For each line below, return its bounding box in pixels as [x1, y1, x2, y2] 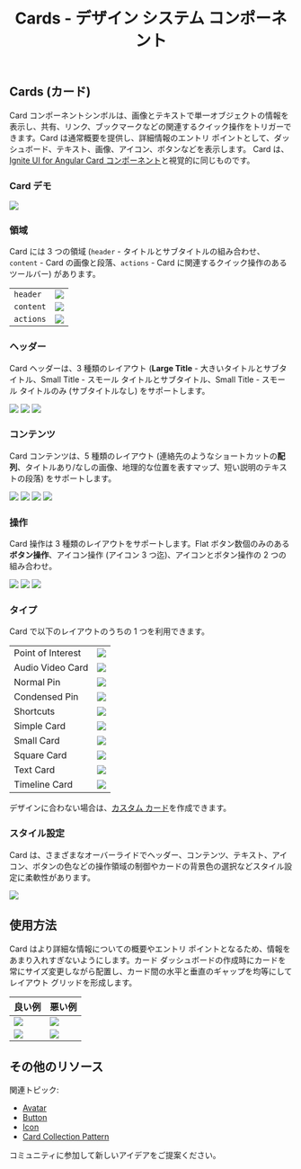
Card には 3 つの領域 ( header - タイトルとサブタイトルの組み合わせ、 [9, 246, 265, 257]
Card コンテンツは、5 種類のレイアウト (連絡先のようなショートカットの [9, 451, 278, 461]
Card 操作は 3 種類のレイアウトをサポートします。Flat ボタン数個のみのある [9, 539, 290, 549]
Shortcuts [13, 705, 56, 718]
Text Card [13, 763, 56, 776]
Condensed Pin [13, 691, 79, 703]
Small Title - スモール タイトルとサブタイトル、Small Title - [40, 374, 261, 385]
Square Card [13, 749, 67, 762]
